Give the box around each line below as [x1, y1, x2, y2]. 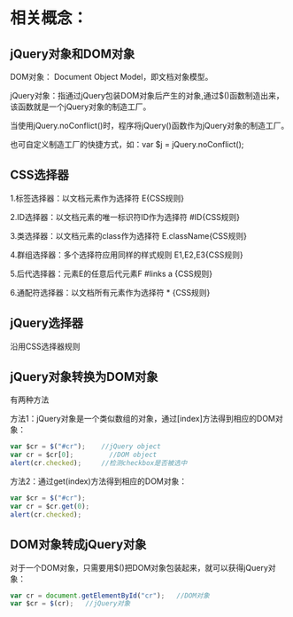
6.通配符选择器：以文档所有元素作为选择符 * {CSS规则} [10, 287, 211, 297]
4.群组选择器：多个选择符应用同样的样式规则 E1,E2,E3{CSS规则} [10, 249, 243, 260]
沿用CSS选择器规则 [10, 341, 81, 352]
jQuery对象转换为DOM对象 [10, 369, 158, 384]
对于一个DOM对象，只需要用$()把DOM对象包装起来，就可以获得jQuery [10, 562, 268, 573]
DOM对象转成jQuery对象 [10, 537, 147, 552]
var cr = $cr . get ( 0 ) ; [10, 502, 90, 510]
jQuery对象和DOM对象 [10, 46, 135, 61]
